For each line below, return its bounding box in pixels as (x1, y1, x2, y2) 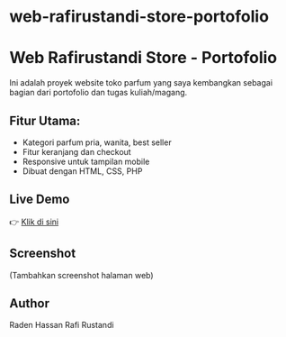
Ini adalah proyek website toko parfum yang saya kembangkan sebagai (9, 77, 273, 88)
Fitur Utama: (9, 113, 81, 128)
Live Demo (9, 192, 70, 207)
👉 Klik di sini (9, 216, 59, 227)
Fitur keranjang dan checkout (22, 146, 132, 157)
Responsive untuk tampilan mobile (22, 156, 150, 167)
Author (9, 296, 49, 311)
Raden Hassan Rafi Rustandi (9, 320, 114, 331)
